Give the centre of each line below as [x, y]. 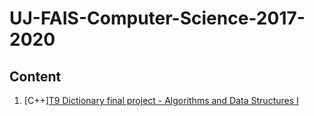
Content [35, 76]
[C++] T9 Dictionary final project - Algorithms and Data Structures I [161, 100]
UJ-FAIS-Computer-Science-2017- [157, 18]
